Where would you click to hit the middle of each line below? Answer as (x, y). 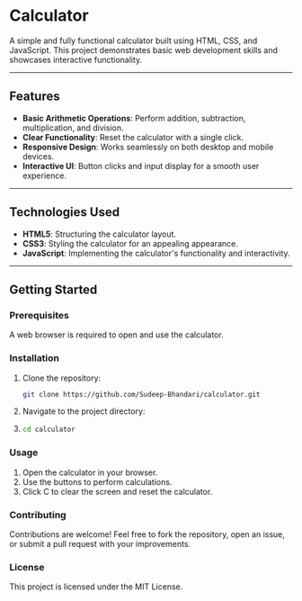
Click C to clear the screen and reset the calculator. (117, 491)
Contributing (38, 515)
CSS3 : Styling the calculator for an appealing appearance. (130, 243)
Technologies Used (64, 212)
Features (35, 97)
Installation (35, 358)
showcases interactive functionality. (76, 59)
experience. (44, 175)
